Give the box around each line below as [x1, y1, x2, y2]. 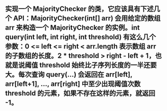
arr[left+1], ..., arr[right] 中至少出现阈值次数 [5, 79, 141, 88]
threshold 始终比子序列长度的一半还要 [39, 61, 157, 69]
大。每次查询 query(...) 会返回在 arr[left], [5, 70, 133, 79]
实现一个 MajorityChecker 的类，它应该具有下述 [5, 4, 154, 13]
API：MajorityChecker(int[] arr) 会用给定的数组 [13, 14, 161, 22]
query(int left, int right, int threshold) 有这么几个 [5, 33, 156, 41]
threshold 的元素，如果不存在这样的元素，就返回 [5, 89, 156, 97]
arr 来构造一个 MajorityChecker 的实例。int [5, 23, 140, 32]
